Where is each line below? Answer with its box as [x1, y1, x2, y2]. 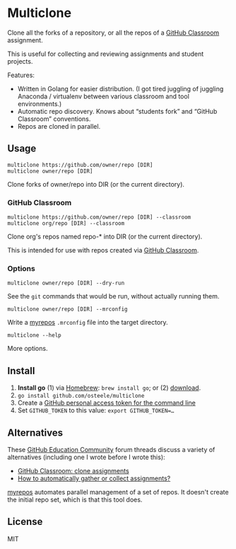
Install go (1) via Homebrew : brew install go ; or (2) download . [17, 383, 201, 392]
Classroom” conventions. [17, 115, 91, 123]
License [7, 516, 43, 528]
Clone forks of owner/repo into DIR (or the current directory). [7, 180, 185, 188]
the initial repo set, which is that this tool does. [7, 495, 143, 504]
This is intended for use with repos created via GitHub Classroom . [7, 246, 199, 255]
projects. [7, 57, 33, 65]
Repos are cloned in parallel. [17, 122, 101, 130]
